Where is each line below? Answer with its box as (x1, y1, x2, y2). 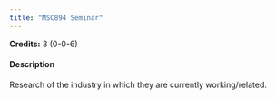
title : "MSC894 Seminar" (9, 13, 103, 23)
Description (9, 59, 55, 70)
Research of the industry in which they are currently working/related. (9, 79, 268, 90)
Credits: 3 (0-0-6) (9, 38, 79, 49)
